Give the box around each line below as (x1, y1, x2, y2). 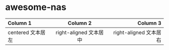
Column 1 (8, 19, 32, 26)
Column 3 (137, 19, 161, 26)
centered (8, 29, 29, 36)
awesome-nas (5, 1, 66, 13)
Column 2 (67, 19, 92, 26)
